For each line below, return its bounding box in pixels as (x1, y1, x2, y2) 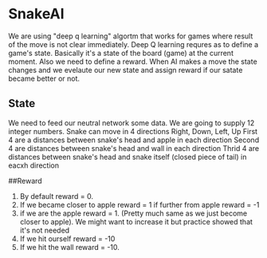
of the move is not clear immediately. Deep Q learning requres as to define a (8, 39, 259, 49)
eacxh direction (8, 161, 60, 170)
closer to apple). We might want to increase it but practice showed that (19, 216, 253, 226)
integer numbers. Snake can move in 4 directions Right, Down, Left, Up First (8, 126, 257, 136)
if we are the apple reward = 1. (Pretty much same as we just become (19, 208, 248, 218)
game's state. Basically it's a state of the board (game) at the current (8, 48, 234, 58)
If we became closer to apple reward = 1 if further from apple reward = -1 (19, 200, 260, 209)
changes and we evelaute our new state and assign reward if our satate (8, 65, 243, 74)
